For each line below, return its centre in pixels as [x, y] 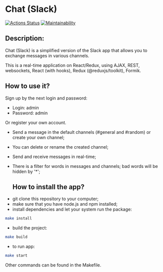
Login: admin [26, 108]
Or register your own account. [36, 122]
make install [19, 218]
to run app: [24, 247]
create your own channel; [38, 137]
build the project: [30, 228]
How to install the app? [48, 187]
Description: [25, 38]
